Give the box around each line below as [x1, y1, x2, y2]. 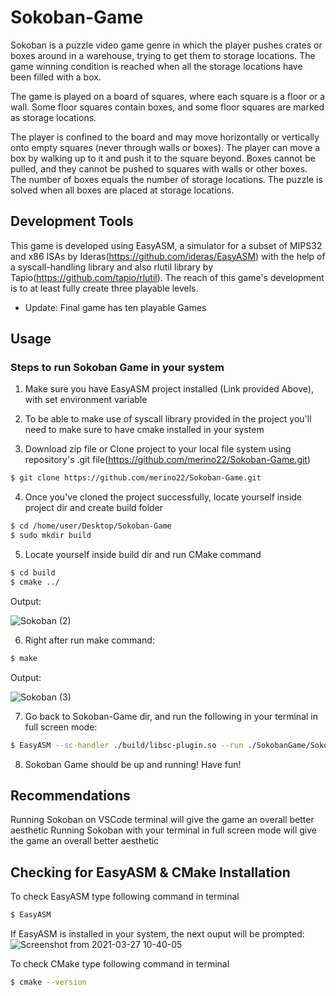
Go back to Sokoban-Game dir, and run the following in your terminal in [24, 710, 318, 722]
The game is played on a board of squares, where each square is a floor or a [10, 90, 326, 102]
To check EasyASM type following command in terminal [10, 891, 240, 903]
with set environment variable [24, 394, 148, 406]
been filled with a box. [10, 71, 102, 83]
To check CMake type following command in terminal [10, 958, 230, 970]
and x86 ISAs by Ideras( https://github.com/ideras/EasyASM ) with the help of [10, 250, 326, 262]
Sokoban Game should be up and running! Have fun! [24, 758, 242, 770]
